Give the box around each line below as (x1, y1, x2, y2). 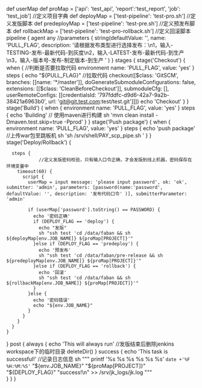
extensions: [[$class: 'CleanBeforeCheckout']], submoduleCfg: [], (6, 85, 169, 92)
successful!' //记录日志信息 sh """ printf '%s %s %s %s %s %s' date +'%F (6, 355, 191, 363)
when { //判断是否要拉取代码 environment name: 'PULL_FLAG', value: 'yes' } (6, 64, 195, 71)
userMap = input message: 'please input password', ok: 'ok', (28, 179, 188, 185)
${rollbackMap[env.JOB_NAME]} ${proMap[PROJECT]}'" (6, 280, 139, 286)
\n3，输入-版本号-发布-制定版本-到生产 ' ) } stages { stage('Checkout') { (6, 57, 186, 64)
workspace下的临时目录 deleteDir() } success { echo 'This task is (6, 348, 168, 355)
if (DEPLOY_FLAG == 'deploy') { (33, 219, 115, 225)
